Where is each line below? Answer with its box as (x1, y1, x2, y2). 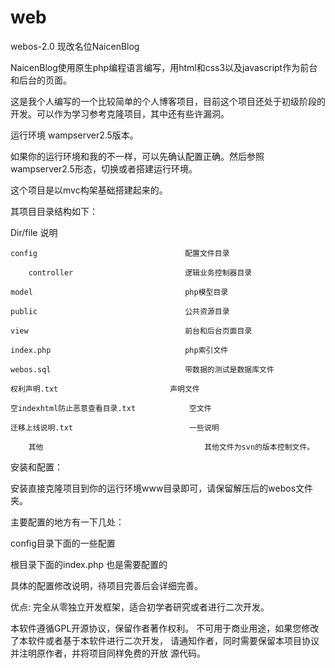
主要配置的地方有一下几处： (10, 516, 125, 528)
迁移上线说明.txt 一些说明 (10, 422, 220, 433)
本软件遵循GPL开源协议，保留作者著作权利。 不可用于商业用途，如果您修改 (10, 622, 320, 634)
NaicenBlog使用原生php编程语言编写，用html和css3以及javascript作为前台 (10, 61, 318, 73)
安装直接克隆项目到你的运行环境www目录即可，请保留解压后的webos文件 (10, 482, 314, 494)
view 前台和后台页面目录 (10, 326, 253, 336)
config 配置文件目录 (10, 248, 230, 258)
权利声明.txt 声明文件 (10, 384, 200, 394)
